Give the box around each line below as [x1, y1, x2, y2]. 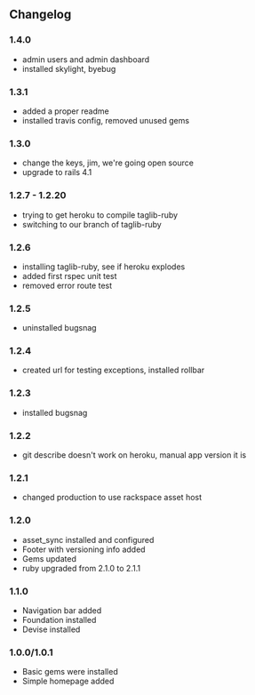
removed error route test [21, 280, 113, 291]
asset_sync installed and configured [21, 534, 155, 545]
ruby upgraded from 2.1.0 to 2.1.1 [21, 563, 140, 573]
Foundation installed [21, 614, 97, 625]
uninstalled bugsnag [21, 323, 97, 333]
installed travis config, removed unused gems [21, 115, 189, 125]
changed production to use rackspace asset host [21, 492, 203, 503]
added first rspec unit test [21, 270, 117, 281]
